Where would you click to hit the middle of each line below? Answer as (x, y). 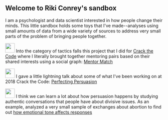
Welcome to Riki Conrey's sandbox (61, 8)
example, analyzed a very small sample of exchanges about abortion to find (83, 106)
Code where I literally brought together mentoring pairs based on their (78, 56)
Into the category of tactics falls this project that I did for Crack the (85, 51)
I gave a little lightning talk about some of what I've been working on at (89, 76)
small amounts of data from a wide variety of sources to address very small (83, 31)
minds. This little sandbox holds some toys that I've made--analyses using (82, 25)
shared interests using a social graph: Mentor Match (59, 61)
